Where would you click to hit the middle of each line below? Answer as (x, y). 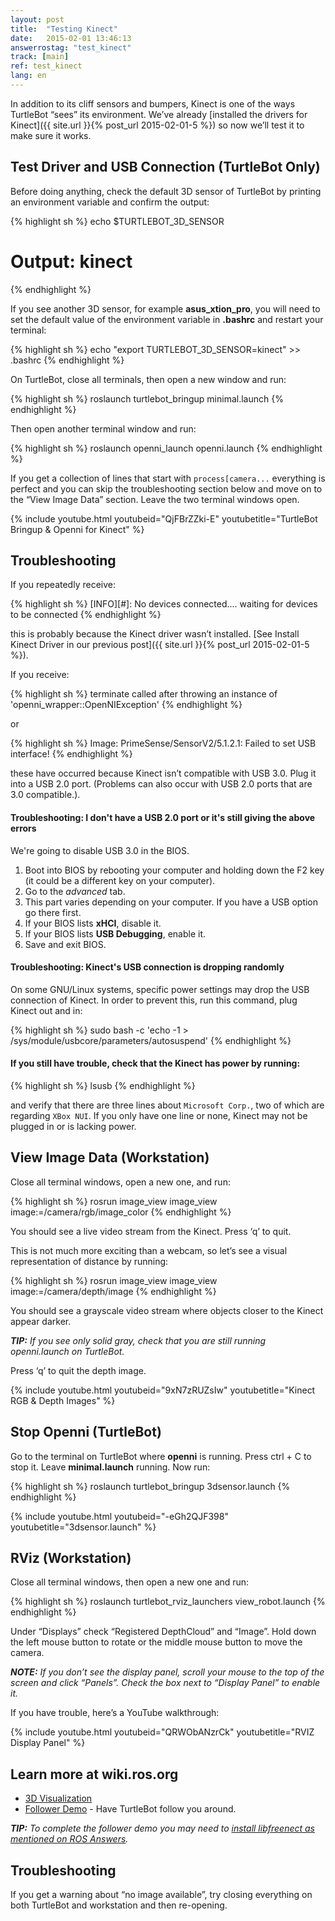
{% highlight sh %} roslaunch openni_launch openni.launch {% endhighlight (166, 448)
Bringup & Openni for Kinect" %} (77, 529)
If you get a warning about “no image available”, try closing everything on (161, 1895)
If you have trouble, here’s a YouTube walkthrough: (115, 1713)
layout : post (37, 19)
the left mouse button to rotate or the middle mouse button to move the (156, 1642)
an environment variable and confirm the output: (110, 202)
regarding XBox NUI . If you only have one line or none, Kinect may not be (159, 1116)
